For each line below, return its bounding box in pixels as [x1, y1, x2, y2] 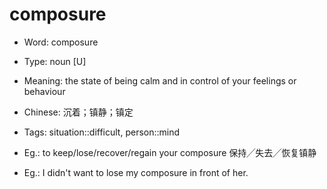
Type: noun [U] [23, 55, 87, 67]
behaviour [23, 85, 66, 97]
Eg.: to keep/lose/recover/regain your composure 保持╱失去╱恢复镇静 [23, 146, 317, 158]
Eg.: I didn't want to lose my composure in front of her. [23, 166, 249, 178]
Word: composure [23, 36, 99, 48]
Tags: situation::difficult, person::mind [23, 126, 181, 138]
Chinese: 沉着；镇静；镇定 [23, 106, 134, 118]
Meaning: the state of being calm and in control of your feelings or [23, 74, 297, 87]
